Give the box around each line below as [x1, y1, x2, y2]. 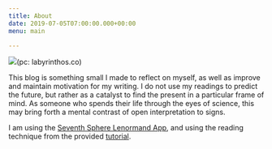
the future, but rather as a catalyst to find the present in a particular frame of [8, 90, 265, 100]
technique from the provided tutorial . [8, 131, 132, 142]
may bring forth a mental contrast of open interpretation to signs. [8, 107, 226, 117]
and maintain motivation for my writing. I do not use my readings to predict [8, 82, 258, 92]
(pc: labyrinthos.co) [16, 57, 83, 67]
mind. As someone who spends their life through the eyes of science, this [8, 99, 254, 109]
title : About [8, 11, 53, 20]
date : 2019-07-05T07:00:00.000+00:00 [8, 19, 136, 28]
